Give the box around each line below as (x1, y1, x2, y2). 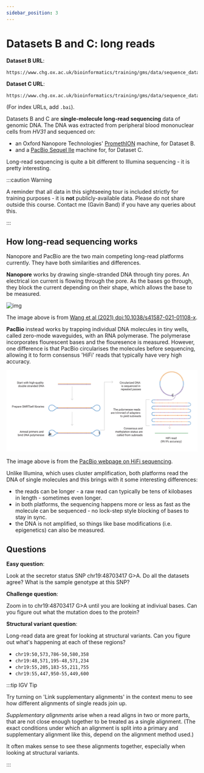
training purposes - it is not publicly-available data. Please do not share (6, 194, 185, 202)
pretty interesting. (6, 164, 51, 171)
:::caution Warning (6, 176, 52, 184)
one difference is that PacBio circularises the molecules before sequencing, (6, 345, 195, 352)
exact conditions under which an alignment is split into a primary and (6, 724, 178, 732)
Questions (6, 544, 47, 554)
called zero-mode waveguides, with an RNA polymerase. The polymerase (6, 332, 191, 340)
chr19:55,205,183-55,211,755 (15, 664, 89, 671)
